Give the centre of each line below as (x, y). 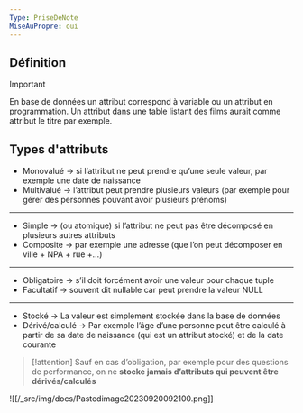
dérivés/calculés (64, 381)
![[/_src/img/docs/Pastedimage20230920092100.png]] (111, 399)
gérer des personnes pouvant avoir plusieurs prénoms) (125, 200)
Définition (37, 63)
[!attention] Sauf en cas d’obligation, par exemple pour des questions (160, 363)
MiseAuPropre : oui (44, 26)
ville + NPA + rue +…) (62, 254)
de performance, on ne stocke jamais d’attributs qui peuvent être (155, 372)
